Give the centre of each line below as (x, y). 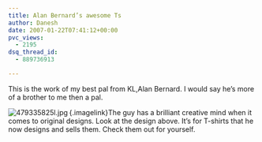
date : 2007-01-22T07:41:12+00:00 (63, 30)
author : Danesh (33, 23)
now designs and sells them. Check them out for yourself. (102, 129)
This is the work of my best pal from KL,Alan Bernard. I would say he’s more (131, 88)
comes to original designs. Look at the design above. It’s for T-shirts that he (131, 121)
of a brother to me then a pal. (56, 97)
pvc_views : (26, 37)
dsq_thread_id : (33, 52)
